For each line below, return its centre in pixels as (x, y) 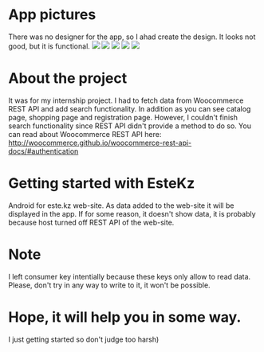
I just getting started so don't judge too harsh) (84, 339)
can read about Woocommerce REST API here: (85, 134)
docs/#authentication (43, 151)
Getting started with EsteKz (102, 184)
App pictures (52, 15)
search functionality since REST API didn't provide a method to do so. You (130, 126)
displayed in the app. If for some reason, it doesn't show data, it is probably (132, 213)
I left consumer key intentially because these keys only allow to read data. (130, 276)
